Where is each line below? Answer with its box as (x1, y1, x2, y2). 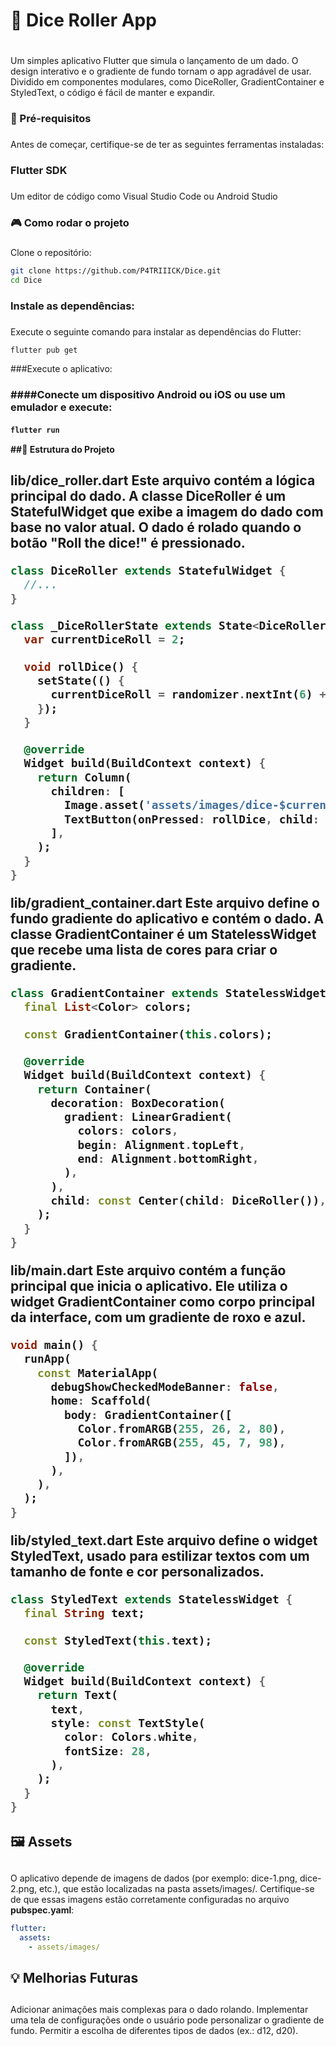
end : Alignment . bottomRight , (77, 1152, 260, 1166)
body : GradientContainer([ (63, 1407, 233, 1422)
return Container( (36, 1082, 152, 1096)
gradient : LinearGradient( (63, 1110, 233, 1124)
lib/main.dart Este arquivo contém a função (10, 1262, 287, 1279)
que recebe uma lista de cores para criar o (10, 942, 278, 959)
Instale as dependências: (10, 299, 135, 313)
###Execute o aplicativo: (10, 363, 113, 375)
